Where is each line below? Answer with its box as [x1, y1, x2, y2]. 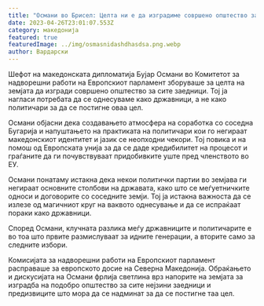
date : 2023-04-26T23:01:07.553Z [8, 19, 114, 27]
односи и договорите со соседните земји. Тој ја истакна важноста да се [8, 191, 251, 201]
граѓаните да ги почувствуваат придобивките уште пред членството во [8, 151, 249, 161]
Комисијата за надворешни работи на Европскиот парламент [8, 256, 216, 264]
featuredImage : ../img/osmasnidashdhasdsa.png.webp [8, 41, 181, 49]
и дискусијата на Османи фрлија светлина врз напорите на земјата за [8, 272, 244, 281]
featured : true [8, 33, 58, 42]
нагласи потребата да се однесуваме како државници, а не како [8, 95, 227, 104]
